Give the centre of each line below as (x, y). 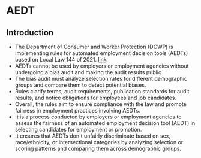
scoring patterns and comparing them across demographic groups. (98, 148)
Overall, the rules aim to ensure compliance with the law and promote (101, 104)
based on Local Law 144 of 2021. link (61, 60)
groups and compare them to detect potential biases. (80, 85)
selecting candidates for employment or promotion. (78, 130)
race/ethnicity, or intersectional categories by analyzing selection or (99, 142)
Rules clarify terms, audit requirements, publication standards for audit (102, 91)
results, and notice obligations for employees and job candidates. (96, 98)
